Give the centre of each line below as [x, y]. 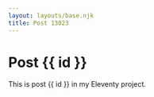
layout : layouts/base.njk [51, 16]
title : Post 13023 [38, 23]
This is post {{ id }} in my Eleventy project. [77, 84]
